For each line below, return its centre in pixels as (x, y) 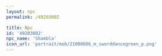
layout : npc (21, 11)
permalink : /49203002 (33, 17)
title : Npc (20, 28)
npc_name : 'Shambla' (32, 39)
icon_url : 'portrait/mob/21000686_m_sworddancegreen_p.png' (82, 44)
